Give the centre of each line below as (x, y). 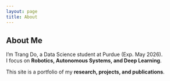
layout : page (22, 11)
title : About (22, 17)
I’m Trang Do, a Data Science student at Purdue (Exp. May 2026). (84, 54)
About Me (24, 40)
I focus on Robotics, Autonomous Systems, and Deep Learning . (84, 61)
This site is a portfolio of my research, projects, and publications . (85, 72)
